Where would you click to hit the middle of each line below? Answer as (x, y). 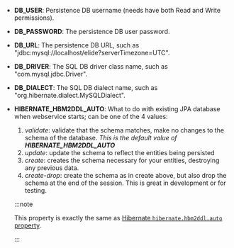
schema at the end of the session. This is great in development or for (126, 183)
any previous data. (52, 168)
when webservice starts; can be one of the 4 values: (91, 117)
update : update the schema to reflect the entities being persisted (119, 153)
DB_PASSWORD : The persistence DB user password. (92, 32)
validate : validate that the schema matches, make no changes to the (124, 130)
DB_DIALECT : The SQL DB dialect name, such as (86, 88)
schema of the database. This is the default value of (101, 138)
